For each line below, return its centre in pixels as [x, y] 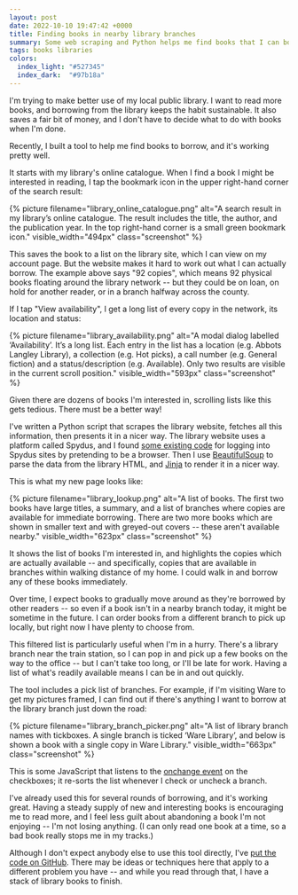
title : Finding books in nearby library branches [103, 34]
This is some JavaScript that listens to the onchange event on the [129, 771]
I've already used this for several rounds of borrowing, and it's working [139, 797]
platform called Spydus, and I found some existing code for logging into [140, 445]
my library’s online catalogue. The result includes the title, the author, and [143, 217]
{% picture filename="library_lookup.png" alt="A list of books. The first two [146, 499]
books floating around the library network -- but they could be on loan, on [144, 282]
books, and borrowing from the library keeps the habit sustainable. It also [143, 110]
